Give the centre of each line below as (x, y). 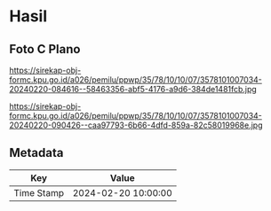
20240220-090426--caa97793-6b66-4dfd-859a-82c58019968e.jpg (136, 125)
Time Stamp (39, 192)
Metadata (36, 153)
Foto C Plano (45, 49)
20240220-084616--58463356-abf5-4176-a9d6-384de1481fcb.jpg (133, 89)
